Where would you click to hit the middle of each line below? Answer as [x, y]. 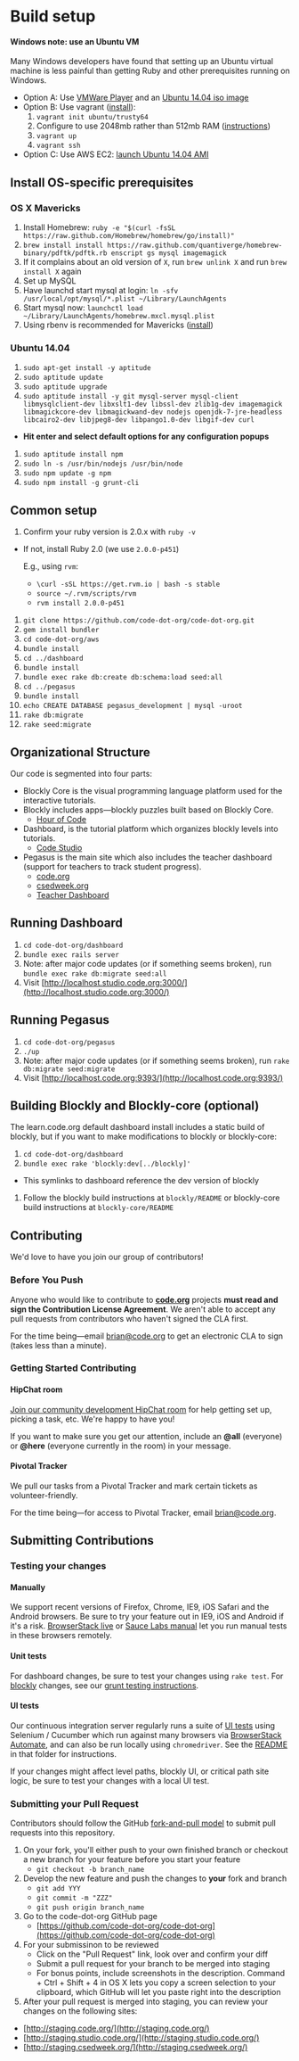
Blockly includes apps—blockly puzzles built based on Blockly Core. [148, 810]
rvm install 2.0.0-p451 [81, 604]
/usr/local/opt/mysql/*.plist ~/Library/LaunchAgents [125, 299]
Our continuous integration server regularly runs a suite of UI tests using [142, 1725]
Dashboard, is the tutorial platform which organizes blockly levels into [150, 829]
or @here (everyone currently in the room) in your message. [121, 1446]
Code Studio [59, 848]
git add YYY [58, 1889]
